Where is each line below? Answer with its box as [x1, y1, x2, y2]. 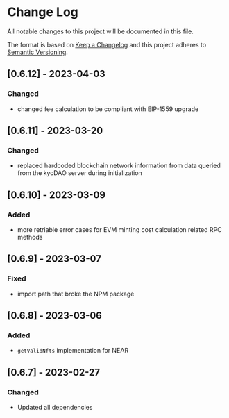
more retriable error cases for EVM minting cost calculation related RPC [17, 226, 222, 233]
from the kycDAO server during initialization [17, 169, 142, 177]
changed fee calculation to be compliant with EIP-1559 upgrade [17, 105, 199, 113]
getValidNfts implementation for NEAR [17, 346, 129, 355]
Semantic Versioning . [7, 48, 68, 56]
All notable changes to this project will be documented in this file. [7, 27, 194, 35]
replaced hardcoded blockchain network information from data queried [17, 161, 221, 170]
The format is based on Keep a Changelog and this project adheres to [7, 40, 207, 49]
